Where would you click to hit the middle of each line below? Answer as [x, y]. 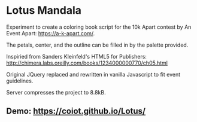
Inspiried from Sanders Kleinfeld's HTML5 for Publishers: [76, 56]
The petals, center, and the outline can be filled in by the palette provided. [97, 45]
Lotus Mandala [44, 10]
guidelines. [20, 81]
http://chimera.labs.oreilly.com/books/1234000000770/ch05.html [87, 63]
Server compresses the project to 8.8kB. [56, 92]
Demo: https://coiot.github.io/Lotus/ [76, 111]
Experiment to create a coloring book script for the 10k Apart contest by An [99, 27]
